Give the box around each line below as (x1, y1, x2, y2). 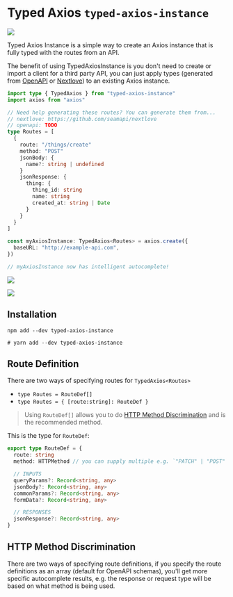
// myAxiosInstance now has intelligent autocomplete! (7, 263, 170, 270)
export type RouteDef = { (7, 445, 82, 452)
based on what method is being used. (7, 582, 115, 590)
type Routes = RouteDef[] (17, 391, 93, 398)
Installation (7, 309, 57, 320)
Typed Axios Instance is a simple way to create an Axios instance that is (7, 40, 214, 49)
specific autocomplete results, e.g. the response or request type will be (7, 574, 212, 582)
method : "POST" (19, 147, 64, 154)
